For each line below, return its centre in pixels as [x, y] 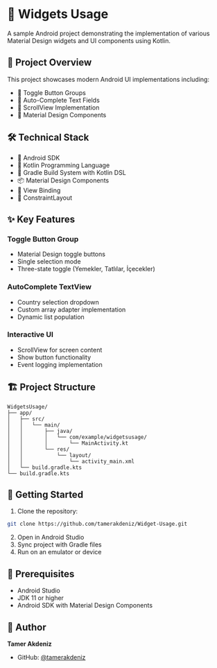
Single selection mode [49, 262]
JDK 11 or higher [41, 598]
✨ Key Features [41, 219]
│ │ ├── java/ [40, 431]
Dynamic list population [51, 317]
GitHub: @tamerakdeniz [51, 657]
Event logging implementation [60, 364]
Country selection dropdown [58, 302]
